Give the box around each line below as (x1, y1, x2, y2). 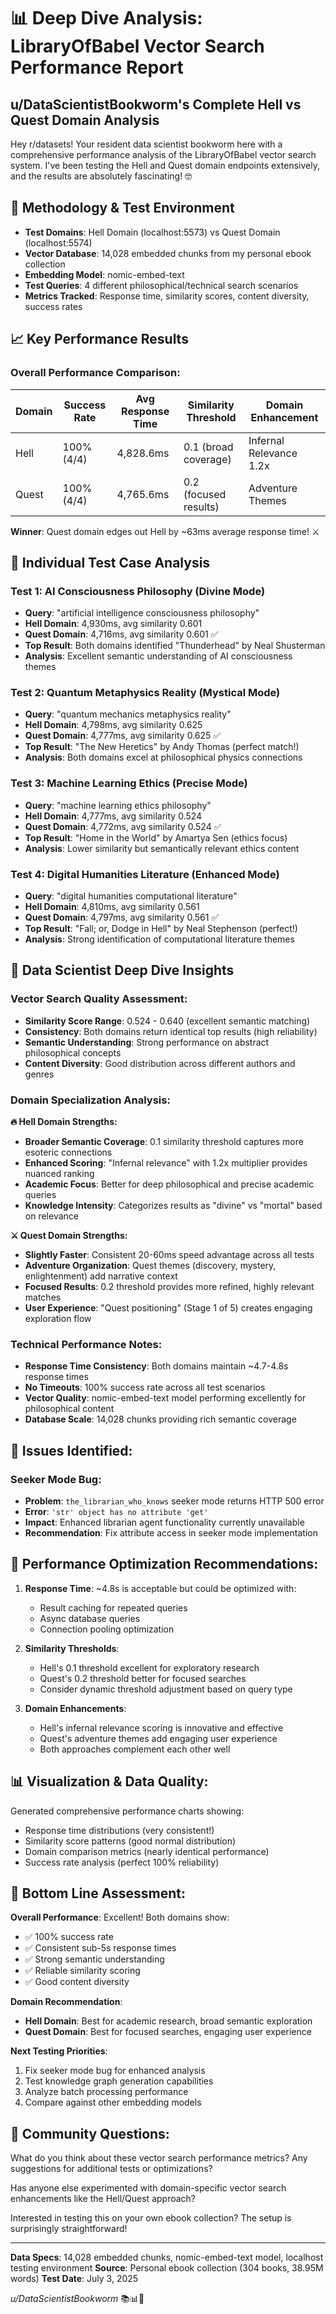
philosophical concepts (24, 1046, 122, 1059)
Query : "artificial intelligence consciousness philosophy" (24, 607, 260, 619)
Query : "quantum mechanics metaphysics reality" (24, 708, 232, 720)
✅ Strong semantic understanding (24, 1953, 165, 1965)
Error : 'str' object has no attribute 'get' (24, 1506, 209, 1518)
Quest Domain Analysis (10, 111, 160, 129)
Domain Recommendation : (10, 1996, 123, 2008)
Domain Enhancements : (24, 1702, 127, 1714)
